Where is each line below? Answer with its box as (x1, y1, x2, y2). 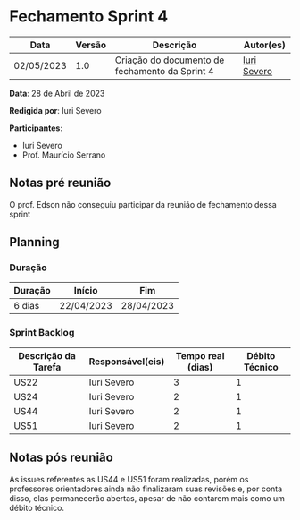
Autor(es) (243, 38, 286, 51)
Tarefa (32, 361, 62, 373)
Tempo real (175, 349, 225, 362)
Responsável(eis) (88, 355, 165, 368)
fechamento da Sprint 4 (114, 64, 214, 77)
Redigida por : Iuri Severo (9, 105, 102, 115)
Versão (75, 38, 107, 51)
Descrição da (18, 349, 76, 362)
